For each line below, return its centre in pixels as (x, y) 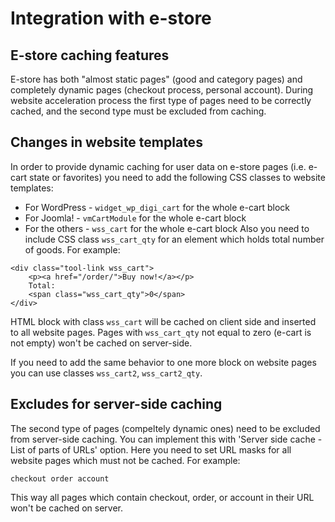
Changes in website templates (106, 142)
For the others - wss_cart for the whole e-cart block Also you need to (167, 228)
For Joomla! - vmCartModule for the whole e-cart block (135, 218)
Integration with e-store (111, 18)
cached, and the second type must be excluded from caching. (138, 111)
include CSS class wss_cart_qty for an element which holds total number (174, 239)
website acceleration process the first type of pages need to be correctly (161, 100)
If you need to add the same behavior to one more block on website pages (163, 362)
